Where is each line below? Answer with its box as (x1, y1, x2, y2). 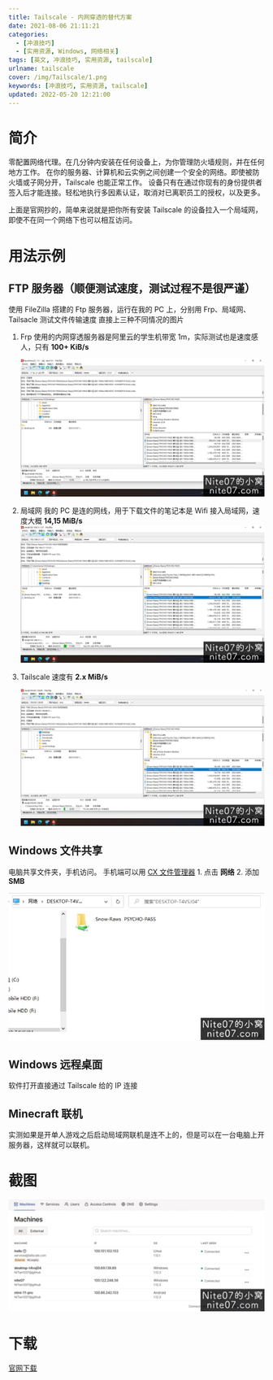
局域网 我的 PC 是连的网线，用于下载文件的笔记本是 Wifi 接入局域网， (19, 505, 253, 516)
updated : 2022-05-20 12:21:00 (8, 90, 111, 98)
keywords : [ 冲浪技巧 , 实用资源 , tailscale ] (8, 81, 149, 89)
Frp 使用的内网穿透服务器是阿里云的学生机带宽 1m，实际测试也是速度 (19, 332, 252, 342)
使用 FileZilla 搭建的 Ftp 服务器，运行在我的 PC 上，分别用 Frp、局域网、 (8, 305, 251, 315)
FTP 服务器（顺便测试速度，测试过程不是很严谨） (8, 281, 256, 296)
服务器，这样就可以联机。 (8, 1140, 94, 1150)
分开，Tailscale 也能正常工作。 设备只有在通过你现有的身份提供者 (43, 177, 262, 187)
